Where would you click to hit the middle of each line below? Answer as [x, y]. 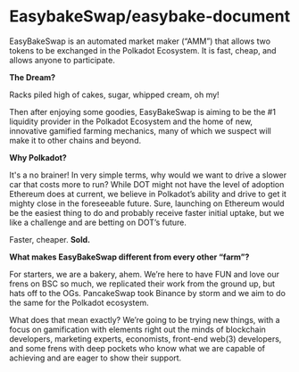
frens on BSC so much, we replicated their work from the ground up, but [142, 284]
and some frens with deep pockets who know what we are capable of [137, 348]
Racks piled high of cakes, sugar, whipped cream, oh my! [115, 95]
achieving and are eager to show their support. [96, 358]
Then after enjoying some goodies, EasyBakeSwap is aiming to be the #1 [143, 112]
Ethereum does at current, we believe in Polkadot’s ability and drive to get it [148, 194]
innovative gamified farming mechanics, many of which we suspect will [141, 130]
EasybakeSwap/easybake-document [150, 17]
